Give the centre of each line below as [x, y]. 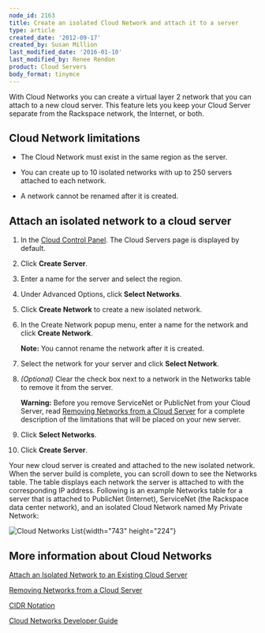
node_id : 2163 [32, 15]
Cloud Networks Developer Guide [63, 621]
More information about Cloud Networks [110, 556]
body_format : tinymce [45, 74]
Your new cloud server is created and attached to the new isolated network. [132, 466]
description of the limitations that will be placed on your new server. [131, 420]
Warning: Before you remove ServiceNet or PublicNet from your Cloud [135, 403]
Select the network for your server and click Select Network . [119, 364]
